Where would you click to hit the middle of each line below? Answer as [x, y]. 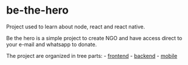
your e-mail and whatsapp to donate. [52, 44]
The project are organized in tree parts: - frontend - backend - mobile [92, 56]
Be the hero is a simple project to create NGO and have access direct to [94, 38]
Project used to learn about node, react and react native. [75, 27]
